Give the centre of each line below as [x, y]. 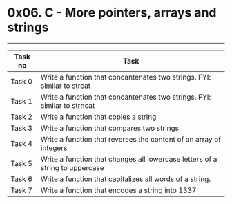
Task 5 [22, 163]
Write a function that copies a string [98, 117]
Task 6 [22, 179]
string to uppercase [72, 167]
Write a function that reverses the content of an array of [131, 139]
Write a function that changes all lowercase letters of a [129, 159]
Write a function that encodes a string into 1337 [118, 190]
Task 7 [22, 190]
